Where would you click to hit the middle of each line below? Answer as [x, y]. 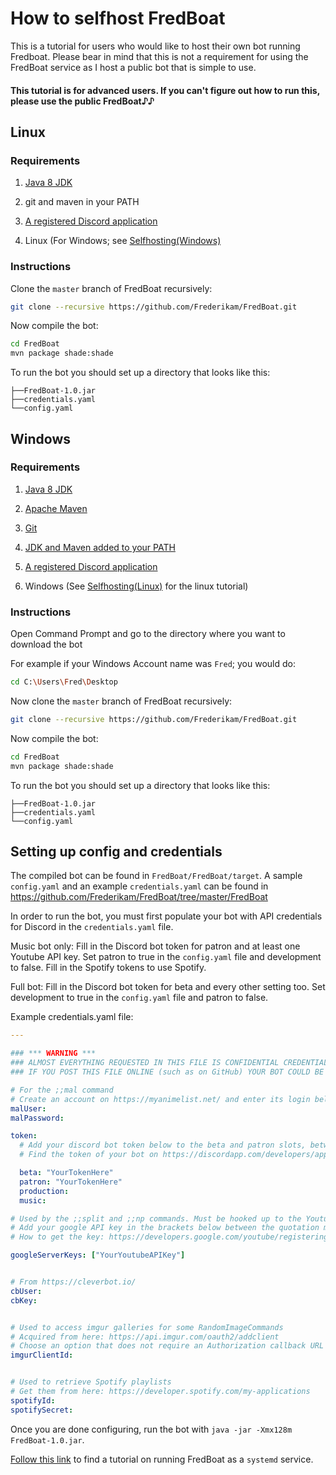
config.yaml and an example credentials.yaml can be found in [139, 886]
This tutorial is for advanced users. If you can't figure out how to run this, [165, 90]
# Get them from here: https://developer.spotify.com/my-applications [160, 1392]
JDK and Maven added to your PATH [100, 547]
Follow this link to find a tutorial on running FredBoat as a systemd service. [162, 1459]
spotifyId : [33, 1400]
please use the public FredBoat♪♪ [82, 101]
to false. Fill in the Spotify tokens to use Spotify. [108, 968]
